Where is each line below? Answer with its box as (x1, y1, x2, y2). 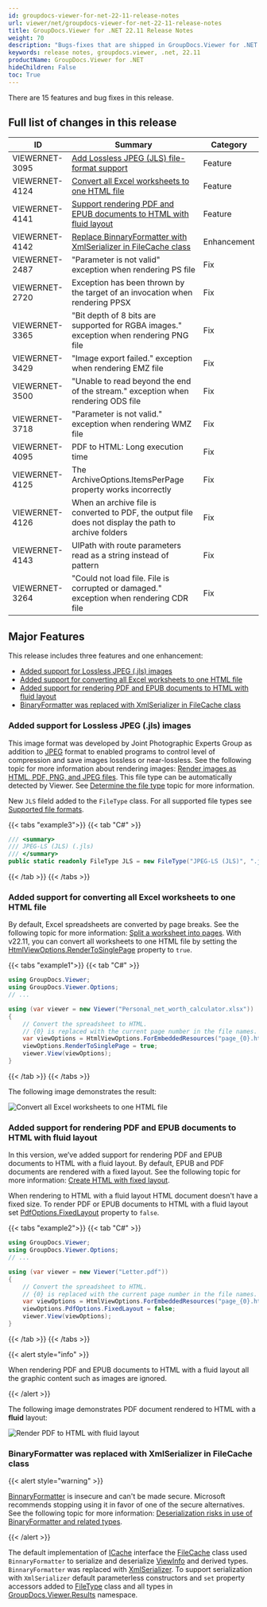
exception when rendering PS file (71, 264, 196, 276)
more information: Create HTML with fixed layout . (8, 1175, 170, 1185)
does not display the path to (71, 517, 176, 528)
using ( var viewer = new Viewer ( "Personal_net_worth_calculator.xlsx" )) (8, 1005, 254, 1013)
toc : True (8, 71, 41, 79)
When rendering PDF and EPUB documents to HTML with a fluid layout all (8, 1365, 250, 1374)
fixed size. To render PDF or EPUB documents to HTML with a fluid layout (8, 1199, 249, 1209)
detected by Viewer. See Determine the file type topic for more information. (8, 780, 255, 790)
